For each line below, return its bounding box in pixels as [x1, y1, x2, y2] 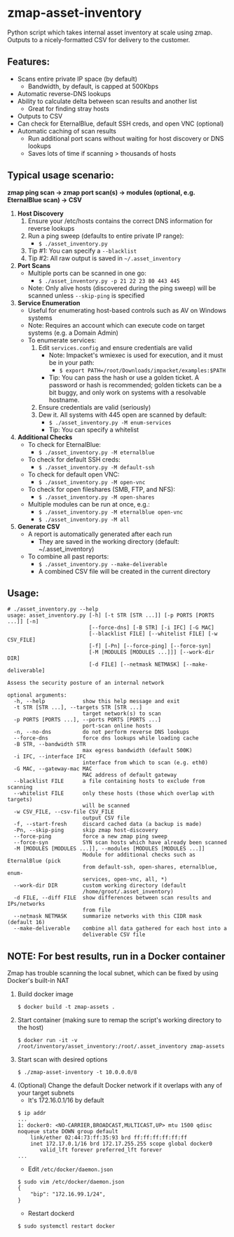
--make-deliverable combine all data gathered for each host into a [13, 925, 228, 932]
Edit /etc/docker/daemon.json [27, 1165, 113, 1173]
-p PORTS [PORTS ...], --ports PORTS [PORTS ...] [13, 716, 161, 723]
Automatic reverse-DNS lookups [17, 89, 111, 98]
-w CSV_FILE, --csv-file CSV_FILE [13, 808, 114, 815]
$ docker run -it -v [17, 1037, 78, 1044]
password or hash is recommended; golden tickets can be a [48, 380, 222, 389]
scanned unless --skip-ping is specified [27, 291, 145, 300]
